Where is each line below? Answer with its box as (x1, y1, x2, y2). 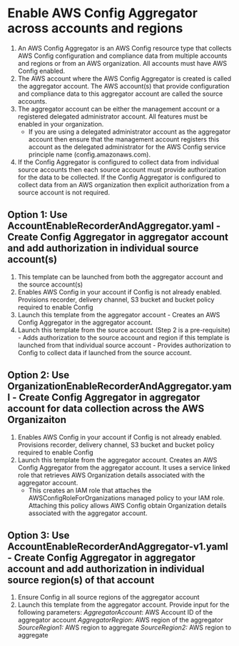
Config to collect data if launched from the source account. (17, 348, 192, 357)
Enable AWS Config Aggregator (7, 5, 198, 21)
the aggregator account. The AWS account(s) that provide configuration (17, 81, 230, 90)
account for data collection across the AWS (7, 402, 205, 415)
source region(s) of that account (7, 574, 155, 586)
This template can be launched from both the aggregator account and (17, 272, 223, 281)
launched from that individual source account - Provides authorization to (17, 341, 232, 349)
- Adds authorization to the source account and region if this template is (17, 333, 230, 342)
